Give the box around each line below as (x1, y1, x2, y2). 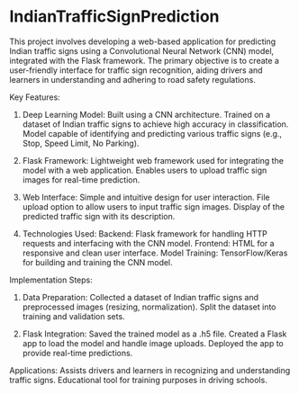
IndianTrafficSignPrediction (9, 6, 220, 27)
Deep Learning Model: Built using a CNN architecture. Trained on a (22, 109, 271, 120)
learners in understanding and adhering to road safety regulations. (9, 74, 257, 85)
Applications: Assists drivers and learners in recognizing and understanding (9, 364, 291, 375)
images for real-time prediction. (22, 174, 140, 185)
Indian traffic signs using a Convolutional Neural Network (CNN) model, (9, 45, 275, 56)
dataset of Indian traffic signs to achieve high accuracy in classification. (22, 119, 289, 130)
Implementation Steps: (9, 274, 93, 285)
